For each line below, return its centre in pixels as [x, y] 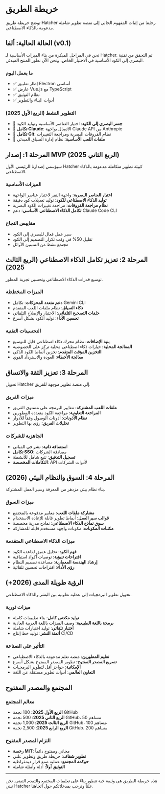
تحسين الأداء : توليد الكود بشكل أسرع [46, 318]
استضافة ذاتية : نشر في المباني [40, 446]
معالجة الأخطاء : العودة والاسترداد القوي [48, 357]
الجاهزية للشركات [24, 436]
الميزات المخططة [24, 292]
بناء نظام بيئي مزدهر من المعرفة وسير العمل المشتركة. [56, 489]
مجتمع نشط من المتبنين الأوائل [40, 244]
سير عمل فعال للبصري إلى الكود [42, 234]
